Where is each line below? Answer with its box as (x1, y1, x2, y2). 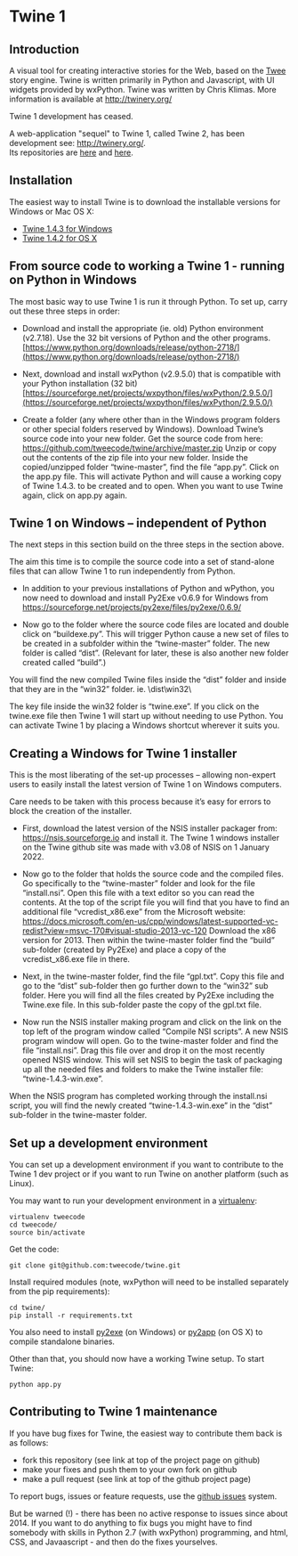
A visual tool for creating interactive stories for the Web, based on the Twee (9, 65, 286, 76)
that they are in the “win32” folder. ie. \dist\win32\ (9, 684, 192, 695)
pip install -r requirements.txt (9, 1311, 133, 1320)
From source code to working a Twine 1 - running (9, 258, 285, 273)
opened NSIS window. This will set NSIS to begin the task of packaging (21, 1055, 283, 1065)
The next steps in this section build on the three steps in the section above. (9, 539, 285, 550)
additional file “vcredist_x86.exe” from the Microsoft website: (21, 907, 246, 917)
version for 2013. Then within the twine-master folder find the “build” (21, 935, 276, 946)
